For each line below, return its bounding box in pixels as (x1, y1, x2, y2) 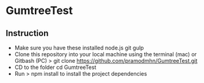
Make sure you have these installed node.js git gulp (14, 44, 144, 51)
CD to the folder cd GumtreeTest (14, 63, 97, 71)
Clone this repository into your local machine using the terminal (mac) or (14, 51, 197, 58)
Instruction (5, 28, 49, 38)
